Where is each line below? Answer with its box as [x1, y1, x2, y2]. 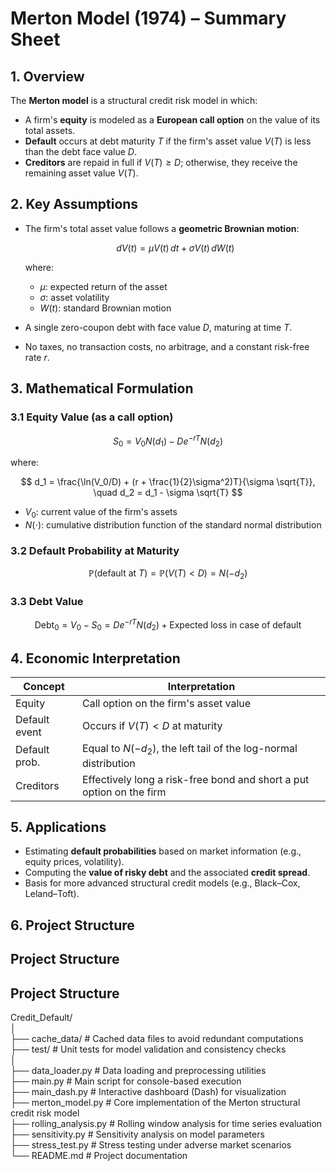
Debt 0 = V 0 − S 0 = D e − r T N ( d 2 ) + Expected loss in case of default [34, 617, 302, 633]
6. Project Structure [10, 917, 135, 934]
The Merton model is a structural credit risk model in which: [10, 95, 258, 106]
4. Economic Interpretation [10, 650, 181, 667]
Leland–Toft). [24, 888, 80, 900]
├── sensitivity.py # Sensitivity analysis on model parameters [10, 1128, 265, 1140]
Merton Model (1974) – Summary [10, 7, 287, 30]
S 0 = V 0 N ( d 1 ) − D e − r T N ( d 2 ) [112, 433, 224, 449]
